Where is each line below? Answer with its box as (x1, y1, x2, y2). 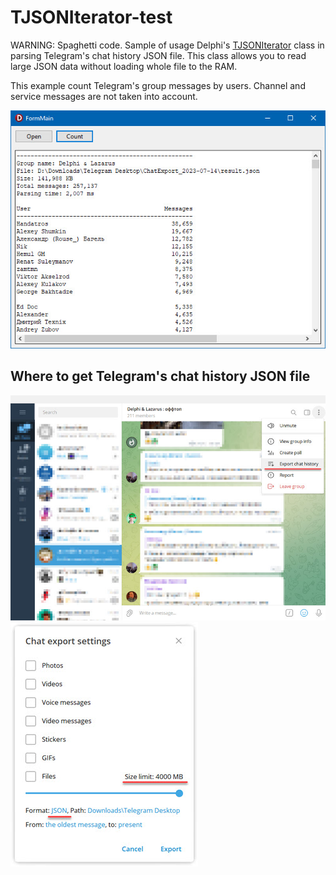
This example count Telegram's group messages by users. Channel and (10, 79, 306, 91)
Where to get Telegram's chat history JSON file (10, 368, 311, 385)
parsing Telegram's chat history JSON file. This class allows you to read (10, 49, 307, 61)
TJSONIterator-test (10, 6, 173, 29)
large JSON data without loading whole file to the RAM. (10, 60, 238, 72)
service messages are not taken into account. (10, 90, 198, 102)
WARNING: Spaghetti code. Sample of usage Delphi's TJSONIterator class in (10, 39, 325, 51)
